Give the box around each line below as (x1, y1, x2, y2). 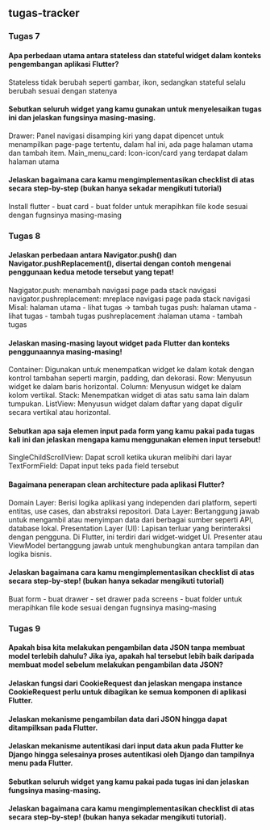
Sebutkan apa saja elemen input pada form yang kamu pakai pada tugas (8, 425, 255, 435)
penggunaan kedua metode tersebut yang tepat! (8, 267, 175, 277)
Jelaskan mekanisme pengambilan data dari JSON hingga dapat (8, 714, 227, 723)
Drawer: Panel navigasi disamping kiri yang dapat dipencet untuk (8, 131, 224, 140)
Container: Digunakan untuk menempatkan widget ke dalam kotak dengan (8, 365, 255, 375)
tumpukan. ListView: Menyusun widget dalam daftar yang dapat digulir (8, 399, 243, 409)
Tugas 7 (8, 31, 40, 42)
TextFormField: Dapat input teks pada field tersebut (8, 461, 180, 471)
